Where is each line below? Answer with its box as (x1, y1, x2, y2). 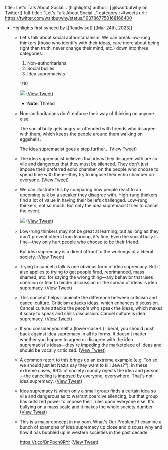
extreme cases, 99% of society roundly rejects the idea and (19, 368, 143, 373)
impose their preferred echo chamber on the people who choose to (19, 166, 159, 172)
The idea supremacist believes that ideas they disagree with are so (19, 156, 158, 161)
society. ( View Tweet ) (19, 254, 65, 260)
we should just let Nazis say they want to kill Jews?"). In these (19, 362, 148, 368)
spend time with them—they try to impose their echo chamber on (19, 172, 154, 177)
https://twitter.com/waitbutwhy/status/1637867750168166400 (5, 15, 132, 21)
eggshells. (19, 136, 41, 142)
